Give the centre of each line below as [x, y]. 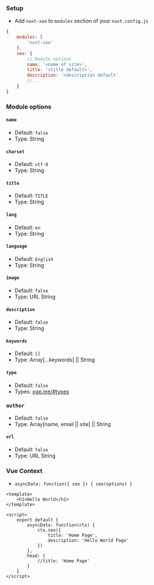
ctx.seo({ [49, 530]
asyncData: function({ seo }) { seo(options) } [73, 484]
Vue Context [24, 471]
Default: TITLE [31, 196]
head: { [36, 556]
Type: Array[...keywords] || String [55, 360]
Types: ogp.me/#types [42, 392]
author [15, 406]
